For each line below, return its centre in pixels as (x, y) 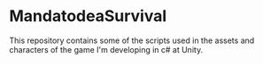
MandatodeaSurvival (88, 16)
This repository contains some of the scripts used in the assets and (132, 40)
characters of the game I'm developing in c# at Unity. (106, 49)
